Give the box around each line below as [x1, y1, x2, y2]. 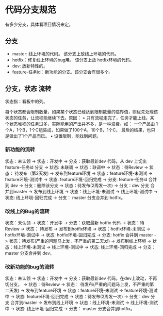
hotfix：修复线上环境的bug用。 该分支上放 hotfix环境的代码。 [12, 57, 134, 63]
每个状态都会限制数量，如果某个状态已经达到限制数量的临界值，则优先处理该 [5, 109, 158, 115]
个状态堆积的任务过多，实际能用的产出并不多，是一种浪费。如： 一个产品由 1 [5, 121, 158, 127]
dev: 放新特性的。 [12, 63, 48, 68]
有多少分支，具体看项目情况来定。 [5, 21, 73, 27]
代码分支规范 [5, 4, 57, 16]
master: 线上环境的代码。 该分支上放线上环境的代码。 [12, 50, 119, 56]
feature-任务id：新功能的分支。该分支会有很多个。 [12, 69, 113, 75]
